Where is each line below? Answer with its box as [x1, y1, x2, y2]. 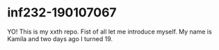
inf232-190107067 [7, 5, 117, 21]
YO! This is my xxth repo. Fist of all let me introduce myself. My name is [7, 27, 212, 36]
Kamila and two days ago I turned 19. [7, 34, 113, 42]
